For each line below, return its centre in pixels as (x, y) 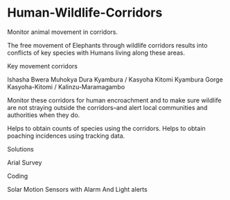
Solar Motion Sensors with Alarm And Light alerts (77, 189)
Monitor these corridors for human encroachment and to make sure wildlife (114, 100)
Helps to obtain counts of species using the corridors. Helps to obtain (106, 128)
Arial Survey (25, 162)
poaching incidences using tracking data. (66, 136)
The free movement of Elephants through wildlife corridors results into (107, 45)
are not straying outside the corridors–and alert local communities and (107, 107)
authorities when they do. (44, 115)
